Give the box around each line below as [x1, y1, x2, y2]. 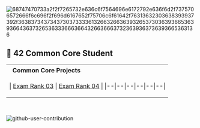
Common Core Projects [12, 66, 81, 74]
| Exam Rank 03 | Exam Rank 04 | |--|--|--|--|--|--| [9, 81, 166, 90]
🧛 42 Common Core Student [6, 48, 113, 59]
